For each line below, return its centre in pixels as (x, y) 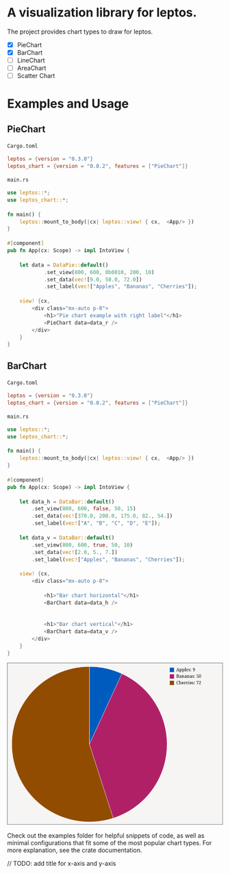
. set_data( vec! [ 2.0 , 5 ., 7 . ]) (75, 552)
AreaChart (31, 68)
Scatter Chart (36, 76)
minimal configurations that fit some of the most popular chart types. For (110, 842)
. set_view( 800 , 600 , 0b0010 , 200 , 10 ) (99, 272)
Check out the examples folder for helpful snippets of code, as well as (106, 835)
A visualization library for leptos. (102, 13)
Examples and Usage (68, 104)
